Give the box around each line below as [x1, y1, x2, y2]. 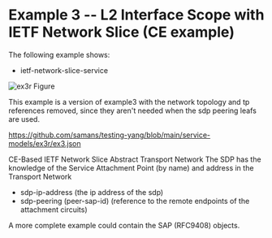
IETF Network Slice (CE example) [8, 23, 235, 41]
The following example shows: [8, 50, 110, 59]
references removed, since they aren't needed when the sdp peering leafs [8, 106, 257, 115]
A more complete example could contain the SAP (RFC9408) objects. [8, 220, 240, 230]
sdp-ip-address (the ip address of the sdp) [19, 187, 164, 197]
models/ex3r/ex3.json [8, 138, 81, 148]
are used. [8, 114, 41, 123]
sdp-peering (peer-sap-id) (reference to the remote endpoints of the [19, 196, 250, 206]
